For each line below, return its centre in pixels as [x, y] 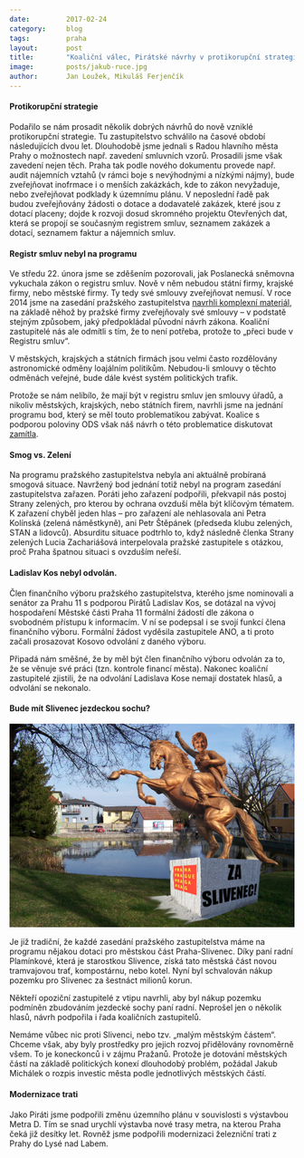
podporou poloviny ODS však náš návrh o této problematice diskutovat [141, 424]
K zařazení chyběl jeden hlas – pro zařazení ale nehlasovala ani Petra [138, 513]
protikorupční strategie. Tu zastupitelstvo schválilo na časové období [138, 137]
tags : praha [48, 38]
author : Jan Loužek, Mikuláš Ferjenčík [96, 77]
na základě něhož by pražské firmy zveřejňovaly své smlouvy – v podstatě [148, 312]
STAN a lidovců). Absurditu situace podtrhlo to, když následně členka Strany [152, 533]
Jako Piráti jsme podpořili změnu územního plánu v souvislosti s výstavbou [149, 1114]
